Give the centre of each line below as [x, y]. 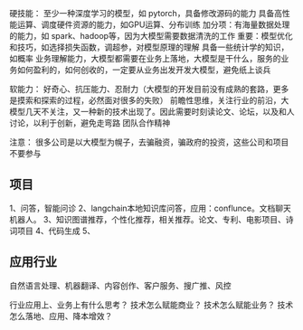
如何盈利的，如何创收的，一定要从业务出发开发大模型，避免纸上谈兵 [144, 70]
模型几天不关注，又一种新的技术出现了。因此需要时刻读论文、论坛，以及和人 [152, 112]
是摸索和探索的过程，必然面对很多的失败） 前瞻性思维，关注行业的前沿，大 [149, 100]
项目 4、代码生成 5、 [56, 231]
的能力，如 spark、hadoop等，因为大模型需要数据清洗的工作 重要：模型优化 [151, 36]
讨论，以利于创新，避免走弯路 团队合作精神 [90, 123]
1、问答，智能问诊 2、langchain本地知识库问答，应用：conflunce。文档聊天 [151, 208]
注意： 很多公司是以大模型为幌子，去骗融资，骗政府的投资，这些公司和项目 [149, 142]
